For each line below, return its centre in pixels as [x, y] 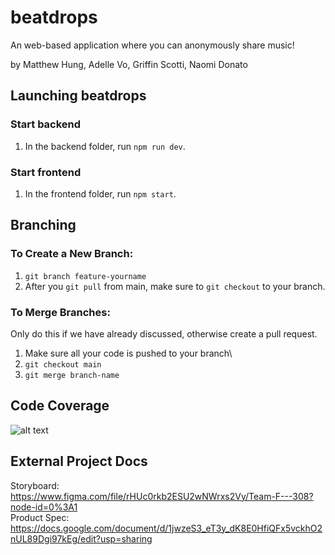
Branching [43, 225]
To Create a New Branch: [72, 254]
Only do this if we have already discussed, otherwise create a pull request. [164, 333]
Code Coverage [60, 406]
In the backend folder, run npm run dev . [105, 146]
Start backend [46, 124]
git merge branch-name [72, 375]
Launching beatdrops [78, 96]
